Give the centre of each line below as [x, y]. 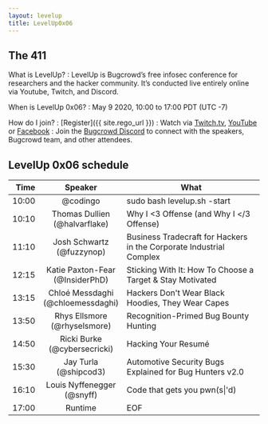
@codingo [81, 201]
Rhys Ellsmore [81, 316]
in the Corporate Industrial [175, 247]
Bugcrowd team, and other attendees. [71, 140]
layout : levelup [35, 16]
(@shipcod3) [81, 372]
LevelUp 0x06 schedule [69, 165]
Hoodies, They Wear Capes [178, 303]
